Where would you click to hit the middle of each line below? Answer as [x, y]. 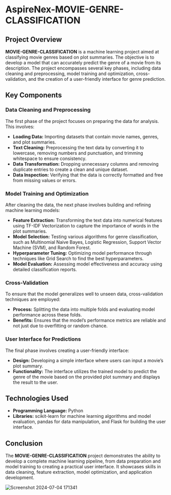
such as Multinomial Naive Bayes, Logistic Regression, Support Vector [87, 242]
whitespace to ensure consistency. [50, 158]
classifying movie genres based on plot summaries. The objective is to [80, 57]
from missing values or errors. [45, 180]
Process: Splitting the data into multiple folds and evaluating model [84, 309]
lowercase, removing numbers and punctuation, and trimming [78, 153]
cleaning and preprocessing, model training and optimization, [70, 74]
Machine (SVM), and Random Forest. [52, 247]
